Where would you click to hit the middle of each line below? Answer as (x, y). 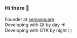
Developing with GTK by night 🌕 (38, 30)
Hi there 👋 (17, 8)
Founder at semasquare (29, 19)
